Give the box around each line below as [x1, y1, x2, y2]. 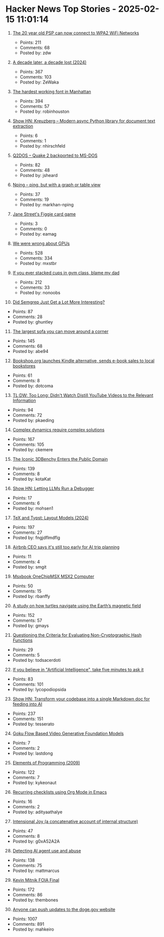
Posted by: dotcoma [12, 383, 53, 389]
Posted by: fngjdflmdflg [12, 534, 61, 541]
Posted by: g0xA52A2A [12, 838, 60, 844]
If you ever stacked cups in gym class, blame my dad [12, 270, 120, 276]
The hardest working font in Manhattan [12, 88, 91, 94]
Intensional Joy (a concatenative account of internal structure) [12, 818, 138, 824]
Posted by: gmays [12, 622, 49, 629]
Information [12, 397, 36, 403]
